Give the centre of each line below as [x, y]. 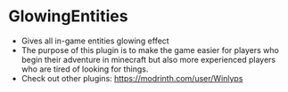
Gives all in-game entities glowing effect [95, 41]
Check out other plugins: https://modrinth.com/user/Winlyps [132, 78]
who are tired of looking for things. [85, 69]
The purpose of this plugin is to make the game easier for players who [150, 50]
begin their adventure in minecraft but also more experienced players [148, 59]
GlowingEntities [68, 16]
